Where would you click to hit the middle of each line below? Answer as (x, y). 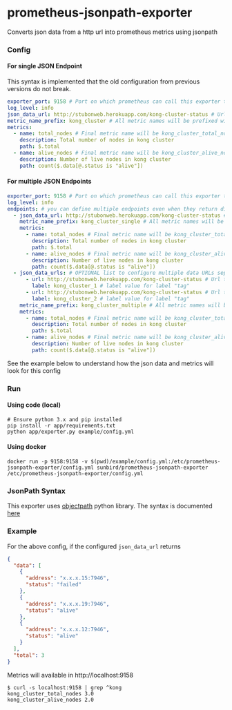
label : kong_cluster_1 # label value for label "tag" (111, 286)
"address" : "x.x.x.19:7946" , (67, 604)
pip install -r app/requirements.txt (61, 425)
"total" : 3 (29, 655)
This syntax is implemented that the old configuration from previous (104, 81)
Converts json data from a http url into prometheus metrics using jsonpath (112, 32)
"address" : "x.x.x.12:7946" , (67, 630)
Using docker (27, 447)
